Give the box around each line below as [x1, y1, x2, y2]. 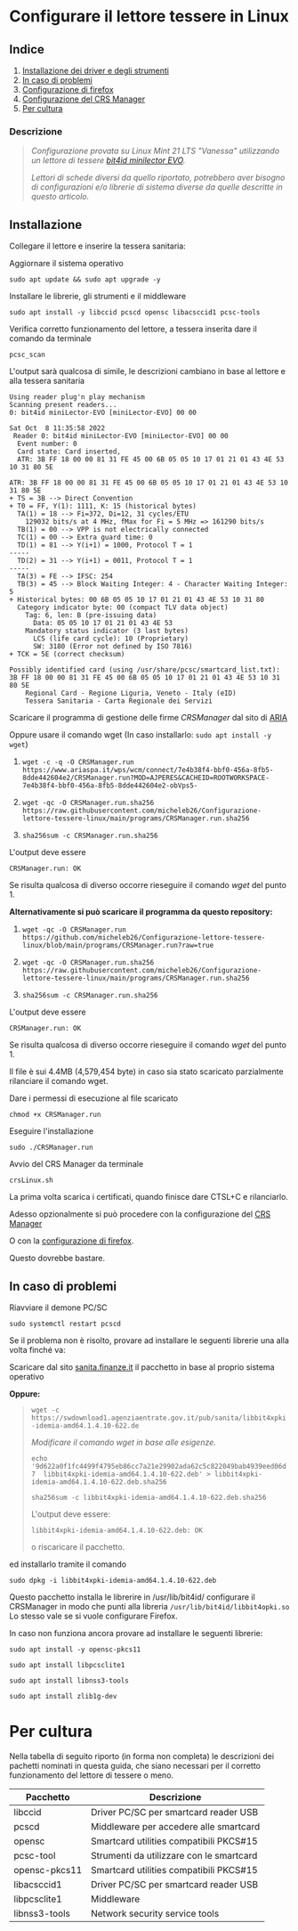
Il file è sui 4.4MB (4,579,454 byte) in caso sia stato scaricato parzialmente [9, 1066, 284, 1077]
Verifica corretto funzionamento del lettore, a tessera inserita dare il [9, 323, 258, 335]
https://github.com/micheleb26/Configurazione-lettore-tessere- [21, 933, 266, 942]
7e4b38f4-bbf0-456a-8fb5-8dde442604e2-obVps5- [21, 781, 198, 790]
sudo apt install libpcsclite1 [9, 1660, 125, 1669]
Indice [9, 42, 44, 57]
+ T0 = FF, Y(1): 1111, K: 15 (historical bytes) [9, 501, 197, 511]
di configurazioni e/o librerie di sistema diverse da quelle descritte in [30, 182, 283, 192]
